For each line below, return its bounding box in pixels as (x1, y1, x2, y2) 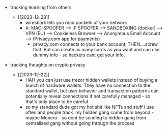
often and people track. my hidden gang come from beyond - (25, 109, 154, 115)
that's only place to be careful (25, 99, 88, 105)
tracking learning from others (10, 5, 72, 10)
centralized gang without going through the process (25, 120, 135, 126)
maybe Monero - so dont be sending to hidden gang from (25, 115, 146, 121)
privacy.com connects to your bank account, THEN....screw (33, 41, 158, 47)
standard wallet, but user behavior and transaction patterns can (25, 88, 159, 93)
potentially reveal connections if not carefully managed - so (25, 93, 151, 99)
